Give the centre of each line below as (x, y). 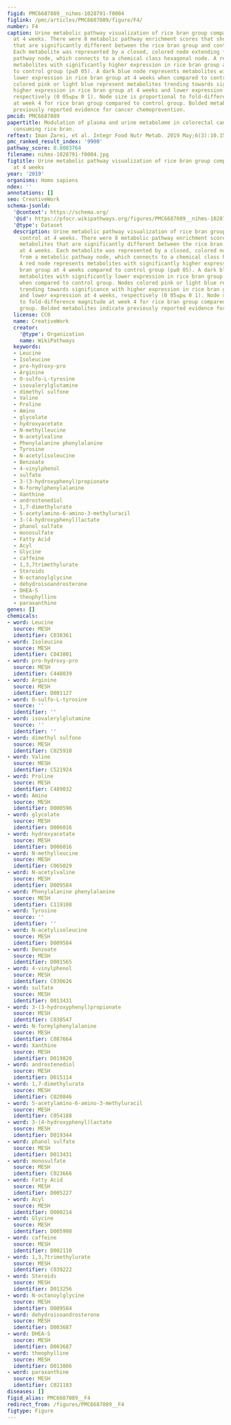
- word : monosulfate (37, 1161)
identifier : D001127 (43, 693)
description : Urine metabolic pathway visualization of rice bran (110, 232)
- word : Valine (29, 757)
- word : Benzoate (32, 949)
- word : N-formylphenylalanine (52, 1027)
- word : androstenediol (41, 1065)
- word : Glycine (30, 1219)
